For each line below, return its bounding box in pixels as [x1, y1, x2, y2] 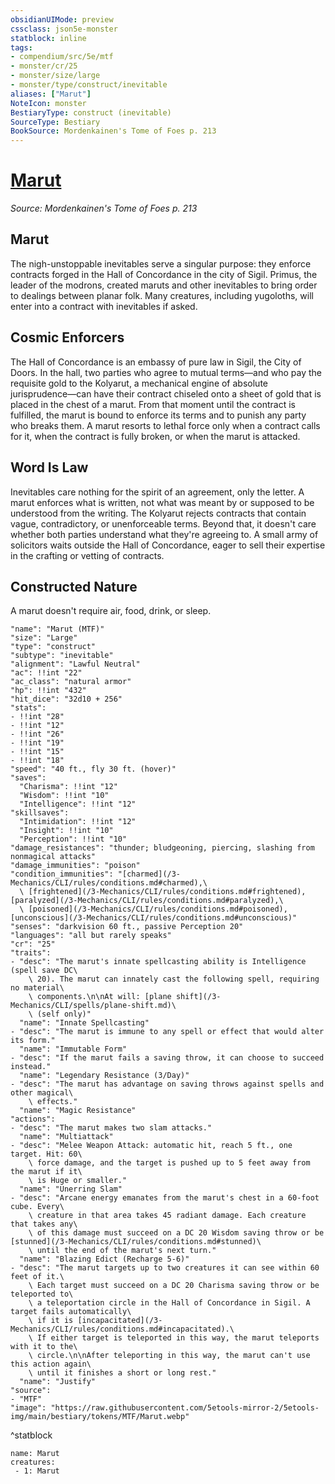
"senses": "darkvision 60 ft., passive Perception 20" [10, 922, 244, 932]
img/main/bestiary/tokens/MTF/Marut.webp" [10, 1412, 190, 1422]
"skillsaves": [10, 808, 70, 818]
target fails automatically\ [10, 1307, 132, 1317]
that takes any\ [10, 1219, 78, 1230]
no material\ [10, 983, 65, 993]
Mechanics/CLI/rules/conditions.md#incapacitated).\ [10, 1324, 235, 1335]
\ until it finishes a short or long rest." [28, 1368, 217, 1378]
